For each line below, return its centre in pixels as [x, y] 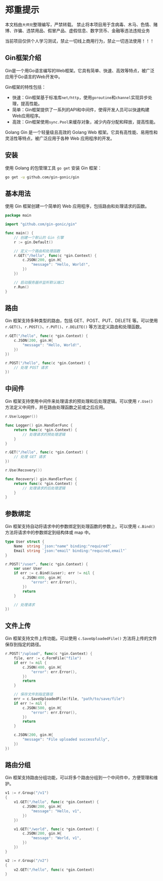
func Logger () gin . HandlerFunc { [39, 425]
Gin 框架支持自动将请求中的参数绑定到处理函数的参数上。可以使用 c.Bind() [80, 526]
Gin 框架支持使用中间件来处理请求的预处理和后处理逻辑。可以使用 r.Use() [79, 401]
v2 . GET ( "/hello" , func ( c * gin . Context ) [54, 870]
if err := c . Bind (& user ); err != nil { [54, 573]
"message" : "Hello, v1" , [56, 811]
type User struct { [25, 542]
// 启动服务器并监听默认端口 [39, 282]
